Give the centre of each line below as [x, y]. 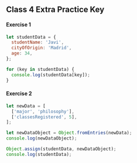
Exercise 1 [18, 24]
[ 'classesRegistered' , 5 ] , [44, 117]
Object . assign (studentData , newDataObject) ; [61, 149]
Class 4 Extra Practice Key [55, 10]
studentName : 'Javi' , [38, 43]
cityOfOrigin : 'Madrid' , [42, 48]
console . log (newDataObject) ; [42, 138]
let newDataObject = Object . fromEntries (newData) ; [69, 133]
